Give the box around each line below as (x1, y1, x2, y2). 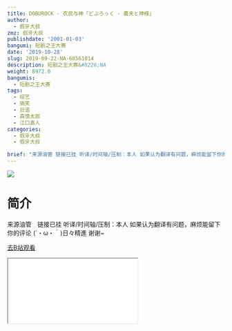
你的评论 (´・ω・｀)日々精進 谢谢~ (7, 229, 105, 237)
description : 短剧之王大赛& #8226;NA (7, 62, 106, 68)
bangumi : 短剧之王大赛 (7, 42, 66, 49)
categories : (7, 126, 41, 133)
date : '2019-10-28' (7, 49, 64, 56)
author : (7, 17, 30, 23)
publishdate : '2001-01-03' (7, 36, 85, 43)
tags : (7, 87, 23, 94)
